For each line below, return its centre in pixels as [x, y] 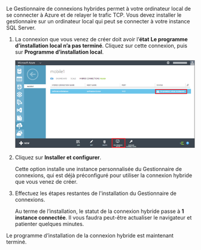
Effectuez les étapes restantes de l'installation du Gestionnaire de [96, 193]
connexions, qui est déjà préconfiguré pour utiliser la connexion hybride [103, 175]
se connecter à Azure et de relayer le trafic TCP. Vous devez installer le [94, 15]
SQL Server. [21, 28]
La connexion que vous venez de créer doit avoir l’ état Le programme [101, 39]
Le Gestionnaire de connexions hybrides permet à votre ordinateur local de [99, 9]
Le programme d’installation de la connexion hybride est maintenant [90, 235]
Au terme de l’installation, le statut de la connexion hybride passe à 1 [99, 211]
